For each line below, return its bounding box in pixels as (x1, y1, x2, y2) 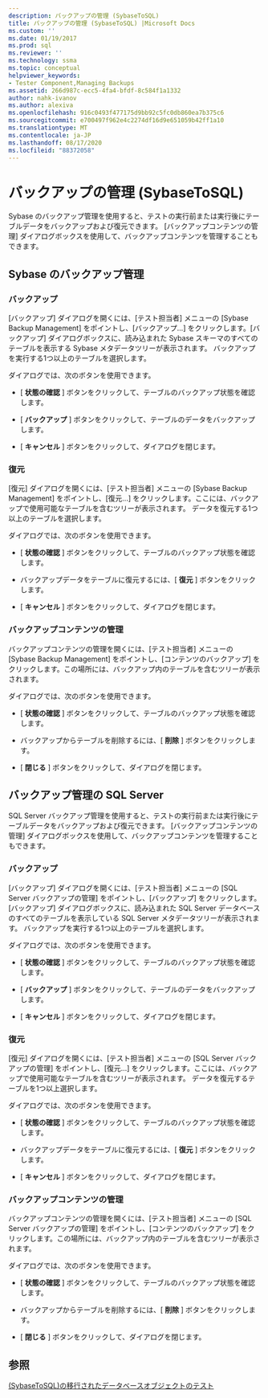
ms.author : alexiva (8, 101, 74, 109)
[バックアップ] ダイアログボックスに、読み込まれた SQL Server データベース (8, 903, 261, 913)
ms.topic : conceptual (8, 64, 81, 72)
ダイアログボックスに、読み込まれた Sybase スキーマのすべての (47, 333, 258, 342)
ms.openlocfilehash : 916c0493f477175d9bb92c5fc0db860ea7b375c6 (8, 109, 225, 117)
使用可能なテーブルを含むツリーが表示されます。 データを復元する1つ (29, 504, 258, 513)
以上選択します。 (45, 1084, 102, 1093)
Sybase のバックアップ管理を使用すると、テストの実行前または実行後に (8, 211, 246, 221)
